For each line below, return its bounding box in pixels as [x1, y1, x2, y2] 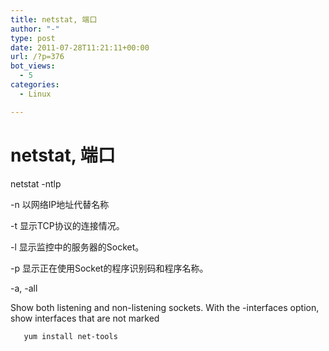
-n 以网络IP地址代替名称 [10, 198, 110, 210]
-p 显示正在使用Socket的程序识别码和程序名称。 [10, 262, 209, 274]
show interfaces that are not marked [10, 312, 160, 324]
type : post [10, 33, 56, 43]
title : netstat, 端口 [10, 14, 98, 25]
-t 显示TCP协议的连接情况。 [10, 219, 125, 231]
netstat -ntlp [10, 177, 62, 190]
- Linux [19, 89, 52, 99]
